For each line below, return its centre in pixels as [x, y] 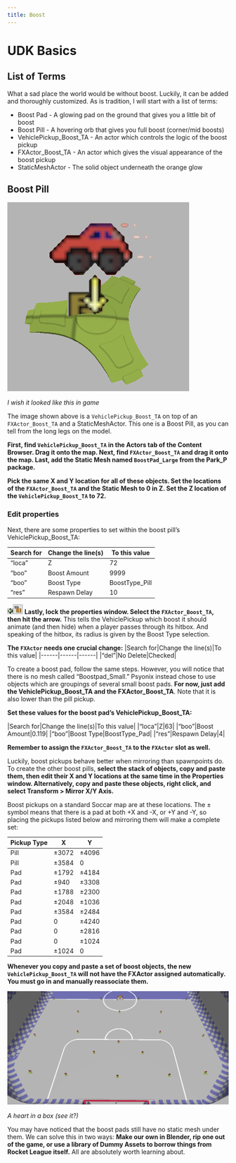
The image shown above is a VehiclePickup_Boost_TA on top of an [103, 417]
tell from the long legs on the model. [60, 431]
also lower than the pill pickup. [52, 699]
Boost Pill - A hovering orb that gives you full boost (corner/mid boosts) [121, 130]
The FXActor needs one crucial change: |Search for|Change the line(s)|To [114, 648]
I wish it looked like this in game [53, 402]
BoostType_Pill [131, 582]
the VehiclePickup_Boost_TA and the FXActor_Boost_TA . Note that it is [112, 691]
